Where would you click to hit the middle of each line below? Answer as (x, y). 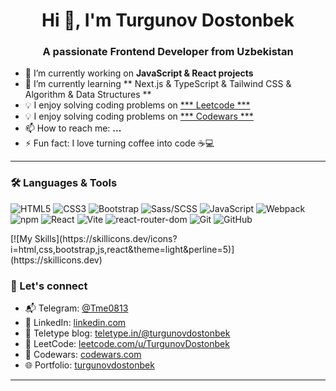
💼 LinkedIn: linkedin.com (75, 323)
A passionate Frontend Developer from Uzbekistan (168, 52)
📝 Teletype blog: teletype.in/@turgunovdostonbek (127, 333)
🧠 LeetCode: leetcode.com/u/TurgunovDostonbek (127, 344)
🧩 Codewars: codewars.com (83, 355)
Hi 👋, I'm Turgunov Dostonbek (168, 20)
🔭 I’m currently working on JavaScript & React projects (139, 73)
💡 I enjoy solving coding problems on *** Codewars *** (139, 116)
